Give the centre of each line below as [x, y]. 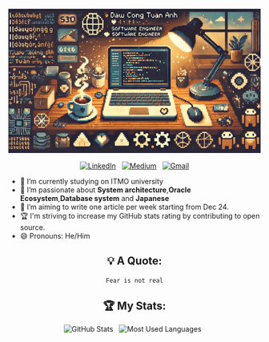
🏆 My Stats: [134, 306]
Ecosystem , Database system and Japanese [94, 198]
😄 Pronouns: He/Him [55, 235]
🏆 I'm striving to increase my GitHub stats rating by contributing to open [140, 215]
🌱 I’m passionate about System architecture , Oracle [105, 190]
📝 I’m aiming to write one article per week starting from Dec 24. [124, 207]
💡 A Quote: [134, 261]
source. [32, 227]
